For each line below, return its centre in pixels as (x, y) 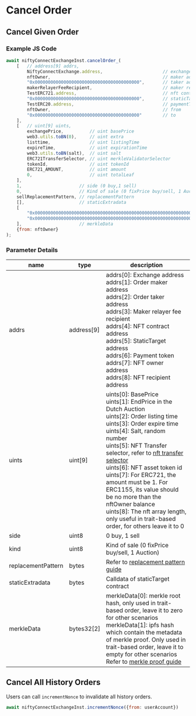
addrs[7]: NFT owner (135, 363)
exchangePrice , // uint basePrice (80, 132)
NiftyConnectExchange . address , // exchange (109, 71)
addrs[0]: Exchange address (145, 275)
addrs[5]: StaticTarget (136, 341)
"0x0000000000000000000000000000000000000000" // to (101, 115)
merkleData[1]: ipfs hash (140, 625)
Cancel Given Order (43, 32)
